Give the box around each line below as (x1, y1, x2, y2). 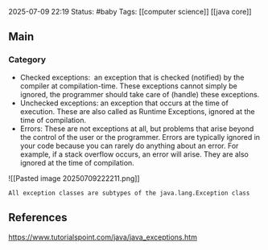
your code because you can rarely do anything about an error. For (19, 141, 239, 150)
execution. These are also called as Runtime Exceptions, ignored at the (19, 106, 255, 116)
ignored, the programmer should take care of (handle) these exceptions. (19, 89, 260, 99)
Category (8, 54, 47, 65)
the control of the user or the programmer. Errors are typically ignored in (19, 132, 260, 141)
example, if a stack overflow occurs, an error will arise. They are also (19, 149, 249, 159)
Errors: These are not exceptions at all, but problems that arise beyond (19, 124, 254, 133)
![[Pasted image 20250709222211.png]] (8, 173, 140, 183)
